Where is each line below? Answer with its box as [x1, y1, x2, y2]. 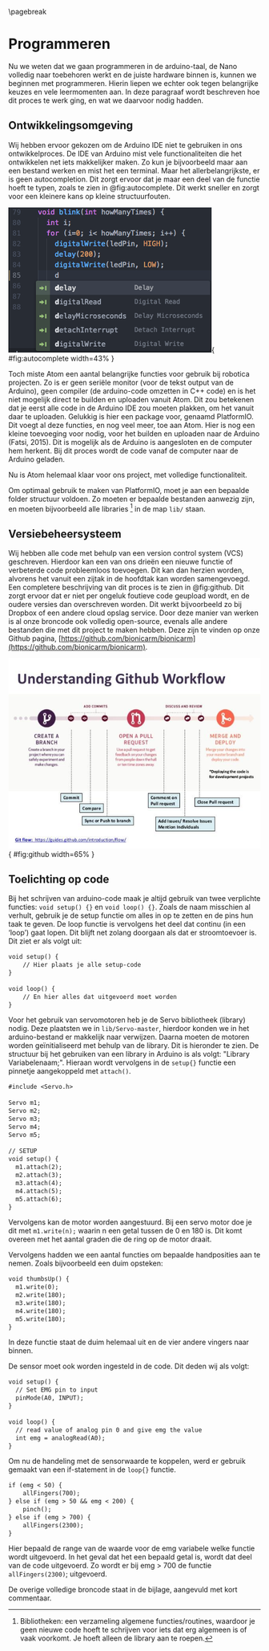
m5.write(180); [15, 1315, 66, 1323]
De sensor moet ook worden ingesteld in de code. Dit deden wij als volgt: [8, 1361, 250, 1372]
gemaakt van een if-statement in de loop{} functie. [8, 1465, 176, 1474]
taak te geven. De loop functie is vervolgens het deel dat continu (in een [8, 919, 246, 929]
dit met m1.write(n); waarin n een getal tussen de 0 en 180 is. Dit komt [8, 1226, 243, 1236]
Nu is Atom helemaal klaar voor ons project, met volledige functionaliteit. [8, 470, 248, 479]
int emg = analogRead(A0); [15, 1434, 106, 1442]
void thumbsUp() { [8, 1275, 70, 1283]
